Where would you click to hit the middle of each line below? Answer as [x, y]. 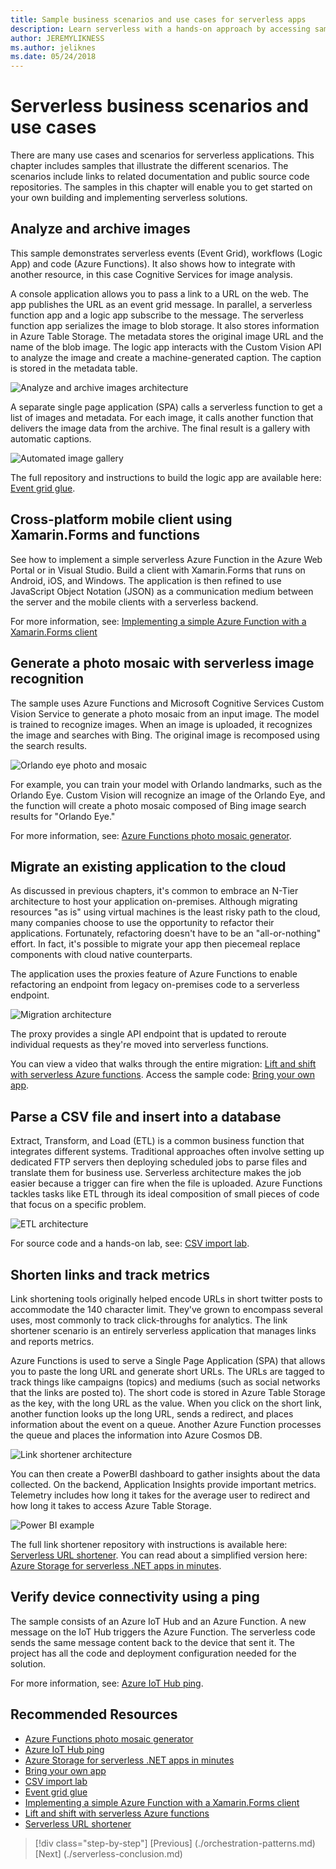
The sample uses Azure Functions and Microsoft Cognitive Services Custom [167, 703]
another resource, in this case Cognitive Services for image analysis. [151, 274]
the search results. [49, 745]
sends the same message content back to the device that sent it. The [152, 1642]
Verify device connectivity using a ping [135, 1597]
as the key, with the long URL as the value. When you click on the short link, [166, 1403]
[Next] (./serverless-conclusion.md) [108, 1853]
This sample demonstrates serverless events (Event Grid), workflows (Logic [166, 253]
